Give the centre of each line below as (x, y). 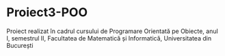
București (20, 45)
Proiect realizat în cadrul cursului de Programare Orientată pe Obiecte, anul (112, 31)
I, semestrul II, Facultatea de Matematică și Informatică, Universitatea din (109, 38)
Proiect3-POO (47, 12)
